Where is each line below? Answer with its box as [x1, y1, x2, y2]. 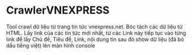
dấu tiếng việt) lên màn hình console [6, 42, 95, 49]
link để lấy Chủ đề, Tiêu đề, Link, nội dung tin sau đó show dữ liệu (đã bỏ [6, 35, 184, 43]
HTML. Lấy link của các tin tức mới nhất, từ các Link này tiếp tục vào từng [6, 29, 186, 36]
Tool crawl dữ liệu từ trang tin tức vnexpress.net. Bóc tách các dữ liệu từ [6, 23, 183, 30]
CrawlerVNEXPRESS [6, 4, 110, 17]
